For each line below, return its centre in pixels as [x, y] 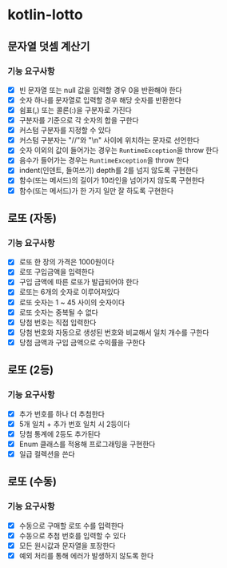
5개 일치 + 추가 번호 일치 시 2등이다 [74, 424]
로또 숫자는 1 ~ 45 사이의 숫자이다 [72, 302]
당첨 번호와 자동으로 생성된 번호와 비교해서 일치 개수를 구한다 [114, 332]
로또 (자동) [32, 218]
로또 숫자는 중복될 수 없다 [59, 312]
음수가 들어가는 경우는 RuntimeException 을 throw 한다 [104, 160]
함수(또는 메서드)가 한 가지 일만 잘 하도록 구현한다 [96, 191]
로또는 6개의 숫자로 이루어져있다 [70, 292]
